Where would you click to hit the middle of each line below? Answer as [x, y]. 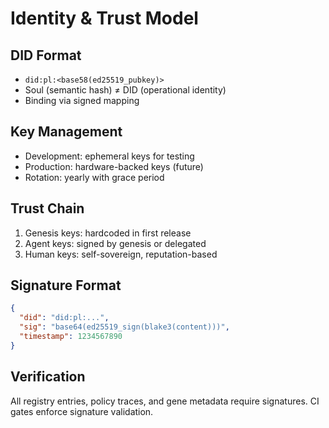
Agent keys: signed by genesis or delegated [115, 243]
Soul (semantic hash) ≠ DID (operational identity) [125, 90]
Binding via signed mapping [82, 100]
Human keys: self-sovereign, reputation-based [121, 254]
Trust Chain [47, 208]
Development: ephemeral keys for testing [109, 156]
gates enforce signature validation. [82, 411]
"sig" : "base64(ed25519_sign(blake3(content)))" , [124, 327]
